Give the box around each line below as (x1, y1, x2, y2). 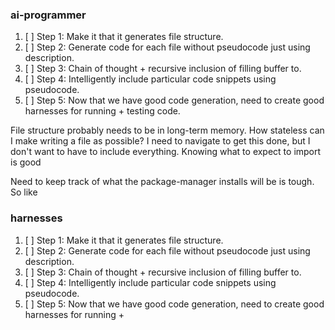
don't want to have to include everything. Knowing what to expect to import (10, 146, 322, 158)
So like (10, 186, 38, 198)
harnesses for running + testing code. (24, 105, 181, 117)
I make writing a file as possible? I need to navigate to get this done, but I (10, 135, 311, 147)
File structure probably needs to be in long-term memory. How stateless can (10, 124, 325, 137)
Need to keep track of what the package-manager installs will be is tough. (10, 176, 315, 188)
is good (10, 156, 42, 168)
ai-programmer (10, 8, 87, 22)
